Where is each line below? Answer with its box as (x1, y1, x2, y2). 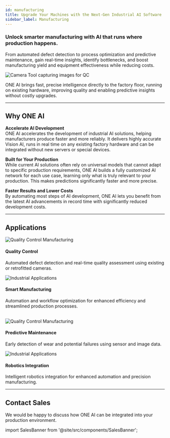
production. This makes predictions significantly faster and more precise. (5, 178, 158, 184)
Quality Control (5, 248, 38, 254)
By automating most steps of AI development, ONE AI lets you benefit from (5, 193, 161, 199)
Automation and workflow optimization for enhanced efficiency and (5, 297, 146, 303)
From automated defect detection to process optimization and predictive (5, 51, 156, 57)
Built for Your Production (5, 156, 59, 162)
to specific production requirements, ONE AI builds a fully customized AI (5, 167, 156, 173)
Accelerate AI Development (5, 125, 64, 132)
